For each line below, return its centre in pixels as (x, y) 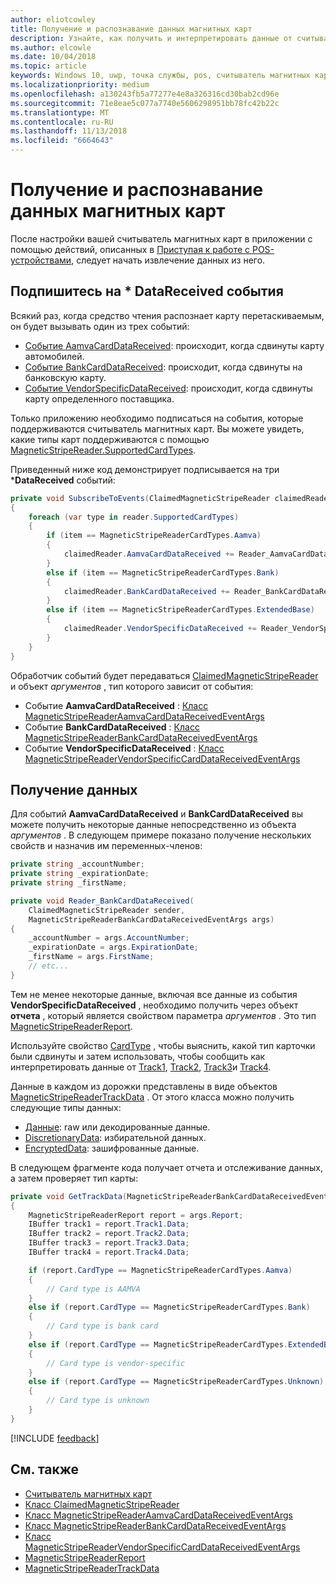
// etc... (49, 966)
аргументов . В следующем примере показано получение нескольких (161, 835)
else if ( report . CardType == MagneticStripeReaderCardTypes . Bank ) (169, 1307)
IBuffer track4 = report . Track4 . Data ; (109, 1252)
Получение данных (74, 789)
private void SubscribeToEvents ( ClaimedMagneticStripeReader (140, 498)
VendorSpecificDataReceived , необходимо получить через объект (154, 1005)
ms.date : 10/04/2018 (53, 57)
